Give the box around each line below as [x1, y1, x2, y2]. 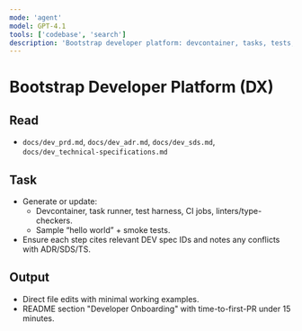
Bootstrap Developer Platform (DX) [9, 77, 274, 97]
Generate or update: [22, 196, 98, 207]
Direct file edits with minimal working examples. [22, 293, 200, 304]
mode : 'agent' [9, 13, 63, 22]
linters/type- [215, 206, 262, 217]
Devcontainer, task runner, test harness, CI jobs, [35, 206, 214, 217]
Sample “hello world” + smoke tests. [35, 225, 171, 236]
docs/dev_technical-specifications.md [22, 148, 168, 157]
